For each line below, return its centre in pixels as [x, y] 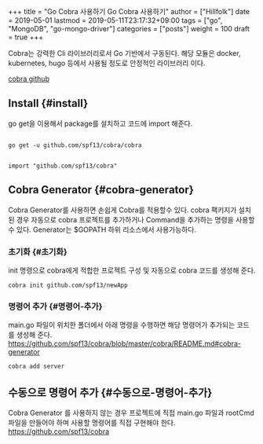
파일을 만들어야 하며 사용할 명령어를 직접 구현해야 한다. [92, 423]
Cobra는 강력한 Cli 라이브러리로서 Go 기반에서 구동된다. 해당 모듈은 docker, [124, 53]
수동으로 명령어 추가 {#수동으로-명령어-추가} [110, 393]
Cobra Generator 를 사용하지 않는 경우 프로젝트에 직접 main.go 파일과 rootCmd [131, 413]
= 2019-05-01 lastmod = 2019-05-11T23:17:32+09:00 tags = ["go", [115, 20]
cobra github [29, 79]
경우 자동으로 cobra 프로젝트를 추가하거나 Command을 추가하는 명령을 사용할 [135, 219]
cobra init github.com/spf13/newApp [68, 285]
